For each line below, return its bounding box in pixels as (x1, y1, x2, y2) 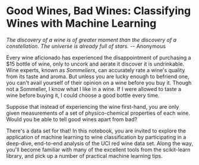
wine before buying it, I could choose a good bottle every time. (6, 92, 160, 99)
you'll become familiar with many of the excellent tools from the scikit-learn (6, 146, 191, 153)
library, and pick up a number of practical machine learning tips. (6, 152, 163, 159)
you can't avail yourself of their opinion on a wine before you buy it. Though (6, 79, 192, 86)
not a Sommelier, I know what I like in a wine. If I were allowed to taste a (6, 85, 182, 92)
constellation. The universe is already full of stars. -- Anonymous (6, 43, 166, 50)
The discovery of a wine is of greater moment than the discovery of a (6, 36, 177, 43)
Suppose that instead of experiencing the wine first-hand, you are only (6, 103, 179, 110)
